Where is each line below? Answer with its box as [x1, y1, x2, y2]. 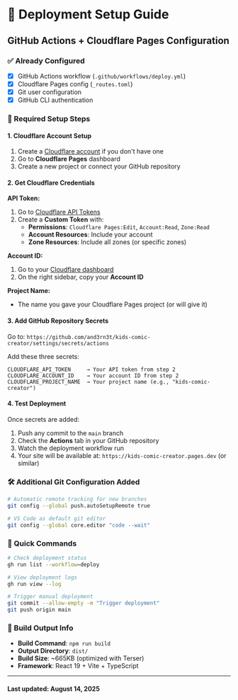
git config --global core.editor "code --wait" [7, 522, 151, 529]
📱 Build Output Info [7, 623, 74, 633]
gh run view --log [7, 580, 62, 587]
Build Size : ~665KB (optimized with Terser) [17, 654, 144, 662]
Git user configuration [17, 88, 82, 96]
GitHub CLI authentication [17, 96, 93, 105]
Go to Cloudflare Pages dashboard [17, 155, 120, 163]
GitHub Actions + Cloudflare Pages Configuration [7, 35, 230, 47]
